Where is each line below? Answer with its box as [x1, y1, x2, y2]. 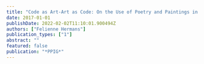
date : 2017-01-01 [6, 15, 51, 21]
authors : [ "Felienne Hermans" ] [6, 26, 86, 32]
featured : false [6, 43, 48, 49]
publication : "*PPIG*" [6, 49, 64, 55]
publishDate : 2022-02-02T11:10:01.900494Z [6, 20, 116, 26]
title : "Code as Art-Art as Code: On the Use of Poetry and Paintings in [6, 9, 199, 15]
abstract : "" [6, 37, 40, 43]
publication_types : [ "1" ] [6, 32, 72, 38]
